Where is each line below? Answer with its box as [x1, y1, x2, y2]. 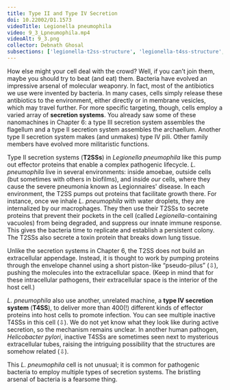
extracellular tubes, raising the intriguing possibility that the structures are [7, 340, 216, 348]
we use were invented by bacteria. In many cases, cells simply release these [7, 88, 222, 97]
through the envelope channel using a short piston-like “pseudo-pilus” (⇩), [7, 261, 218, 269]
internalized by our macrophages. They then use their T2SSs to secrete [7, 204, 209, 212]
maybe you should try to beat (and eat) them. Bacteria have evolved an [7, 74, 207, 82]
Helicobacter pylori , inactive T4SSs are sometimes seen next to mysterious [7, 332, 219, 341]
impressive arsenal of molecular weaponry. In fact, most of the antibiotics [7, 82, 214, 90]
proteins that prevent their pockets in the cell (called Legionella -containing [7, 211, 218, 219]
